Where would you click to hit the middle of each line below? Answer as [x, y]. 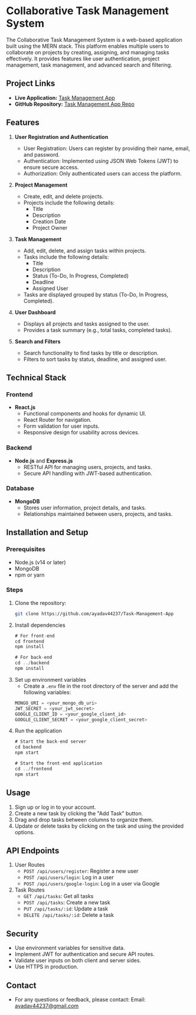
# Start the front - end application [58, 763]
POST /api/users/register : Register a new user [81, 871]
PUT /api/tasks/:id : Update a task [66, 909]
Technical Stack [36, 377]
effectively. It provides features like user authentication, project [83, 58]
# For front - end [35, 636]
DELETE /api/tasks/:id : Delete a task [68, 915]
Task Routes [30, 890]
